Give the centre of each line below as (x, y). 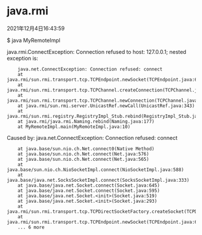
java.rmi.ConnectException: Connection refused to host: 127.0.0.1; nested (97, 51)
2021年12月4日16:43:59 (36, 28)
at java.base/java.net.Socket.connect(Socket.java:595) (89, 190)
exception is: (22, 58)
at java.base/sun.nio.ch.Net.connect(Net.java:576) (83, 154)
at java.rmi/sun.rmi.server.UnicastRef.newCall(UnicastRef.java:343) (106, 106)
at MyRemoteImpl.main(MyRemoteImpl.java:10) (74, 127)
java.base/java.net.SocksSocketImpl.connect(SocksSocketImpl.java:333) (98, 180)
